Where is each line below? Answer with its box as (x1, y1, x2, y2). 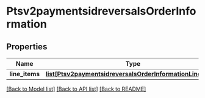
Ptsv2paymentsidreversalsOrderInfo (6, 4, 196, 18)
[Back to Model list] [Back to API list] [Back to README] (6, 85, 146, 93)
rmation (6, 17, 47, 31)
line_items (9, 70, 40, 78)
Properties (6, 41, 48, 52)
